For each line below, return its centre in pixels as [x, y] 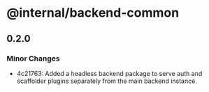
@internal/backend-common [93, 13]
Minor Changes [33, 59]
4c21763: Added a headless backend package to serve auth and [109, 73]
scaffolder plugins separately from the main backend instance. [107, 81]
